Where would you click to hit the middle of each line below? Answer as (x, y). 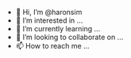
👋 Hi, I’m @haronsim (49, 12)
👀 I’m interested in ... (49, 20)
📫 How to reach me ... (52, 46)
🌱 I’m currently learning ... (58, 29)
